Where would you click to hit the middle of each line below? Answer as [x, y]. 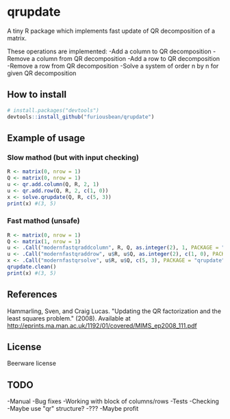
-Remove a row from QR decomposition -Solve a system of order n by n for [113, 66]
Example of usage [46, 138]
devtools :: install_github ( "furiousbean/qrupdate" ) [81, 117]
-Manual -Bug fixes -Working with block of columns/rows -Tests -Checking [113, 401]
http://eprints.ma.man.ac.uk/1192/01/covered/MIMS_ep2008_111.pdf [102, 325]
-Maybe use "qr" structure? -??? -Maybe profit [73, 409]
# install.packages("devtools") [53, 110]
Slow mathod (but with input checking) [73, 157]
